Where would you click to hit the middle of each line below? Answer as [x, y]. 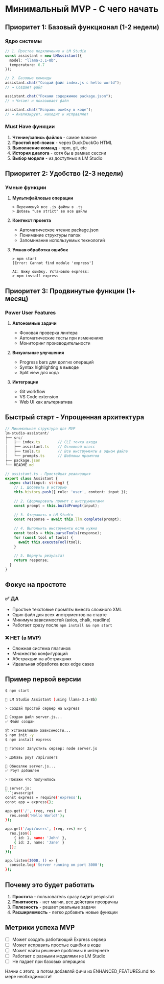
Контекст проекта [32, 220]
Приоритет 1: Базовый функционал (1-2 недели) [82, 27]
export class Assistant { [31, 479]
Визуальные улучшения [38, 353]
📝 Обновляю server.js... [30, 766]
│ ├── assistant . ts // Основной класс [50, 447]
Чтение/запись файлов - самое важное [54, 137]
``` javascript [20, 793]
